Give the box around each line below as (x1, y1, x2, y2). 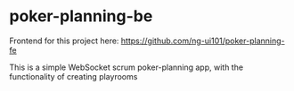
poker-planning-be (9, 6, 153, 27)
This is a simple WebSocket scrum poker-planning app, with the (9, 62, 243, 72)
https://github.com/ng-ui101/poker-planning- (120, 35, 285, 46)
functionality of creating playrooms (9, 71, 138, 81)
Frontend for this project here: (9, 35, 119, 46)
